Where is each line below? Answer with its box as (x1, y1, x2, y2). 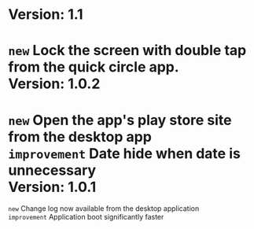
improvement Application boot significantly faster (8, 212, 164, 222)
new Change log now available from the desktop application (8, 204, 200, 213)
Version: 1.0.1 (8, 178, 97, 196)
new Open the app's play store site (8, 111, 232, 129)
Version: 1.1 (8, 6, 84, 24)
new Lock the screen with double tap (8, 42, 247, 60)
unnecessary (8, 161, 97, 179)
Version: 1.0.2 (8, 75, 101, 93)
